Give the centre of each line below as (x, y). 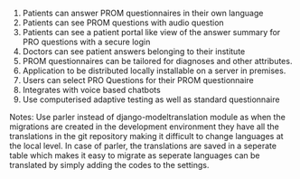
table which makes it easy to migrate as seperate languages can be (135, 155)
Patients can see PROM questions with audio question (123, 23)
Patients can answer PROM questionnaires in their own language (143, 13)
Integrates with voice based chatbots (91, 90)
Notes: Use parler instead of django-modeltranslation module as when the (148, 117)
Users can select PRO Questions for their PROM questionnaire (138, 80)
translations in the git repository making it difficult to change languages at (146, 136)
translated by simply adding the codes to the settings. (109, 165)
